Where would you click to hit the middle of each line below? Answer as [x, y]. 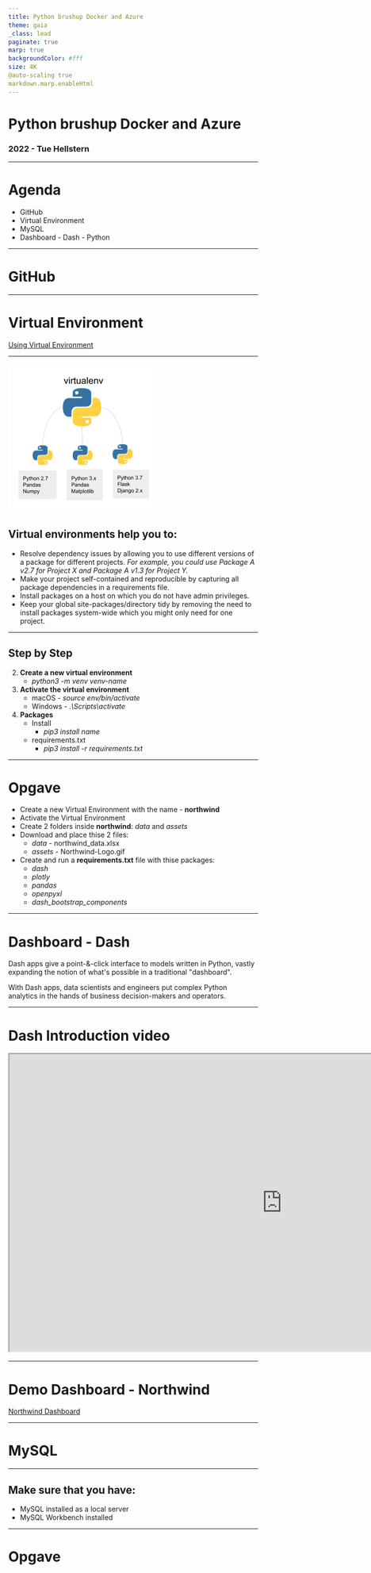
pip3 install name [72, 731]
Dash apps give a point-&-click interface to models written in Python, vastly [132, 964]
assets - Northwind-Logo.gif [78, 852]
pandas [44, 885]
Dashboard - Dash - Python [65, 237]
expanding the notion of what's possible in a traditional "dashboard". [120, 973]
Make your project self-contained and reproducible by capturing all [129, 578]
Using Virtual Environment [51, 344]
